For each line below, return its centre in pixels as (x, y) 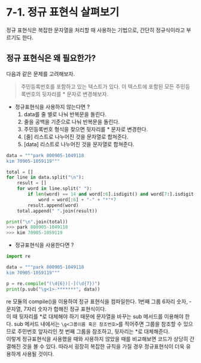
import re (19, 256)
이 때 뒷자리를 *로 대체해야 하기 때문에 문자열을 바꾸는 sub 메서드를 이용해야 (95, 316)
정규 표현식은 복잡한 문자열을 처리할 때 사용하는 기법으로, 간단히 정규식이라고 (96, 30)
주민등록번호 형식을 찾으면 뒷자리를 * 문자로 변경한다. (86, 129)
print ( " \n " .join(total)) (37, 222)
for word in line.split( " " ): (55, 189)
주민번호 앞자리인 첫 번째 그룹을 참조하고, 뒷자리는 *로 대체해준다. (93, 331)
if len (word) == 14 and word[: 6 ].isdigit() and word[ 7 (98, 194)
